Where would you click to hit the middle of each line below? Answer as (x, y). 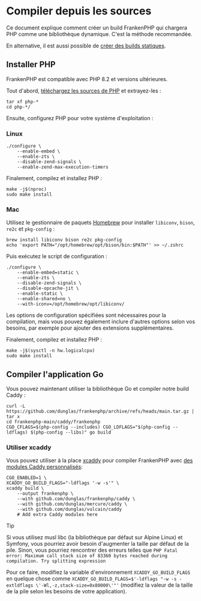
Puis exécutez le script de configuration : (57, 256)
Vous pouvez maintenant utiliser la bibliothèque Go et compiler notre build (97, 389)
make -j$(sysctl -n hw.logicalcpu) (51, 351)
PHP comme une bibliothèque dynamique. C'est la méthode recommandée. (99, 34)
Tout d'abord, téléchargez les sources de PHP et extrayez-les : (84, 91)
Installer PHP (31, 65)
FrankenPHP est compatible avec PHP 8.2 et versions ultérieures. (87, 79)
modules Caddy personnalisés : (44, 467)
